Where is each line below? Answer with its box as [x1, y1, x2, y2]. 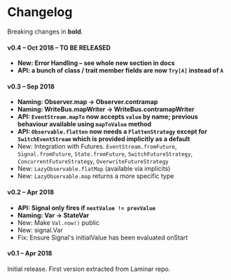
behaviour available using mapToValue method [17, 120, 152, 128]
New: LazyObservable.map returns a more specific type [17, 172, 174, 180]
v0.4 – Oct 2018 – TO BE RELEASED [7, 43, 111, 52]
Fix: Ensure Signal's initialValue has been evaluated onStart [17, 233, 188, 242]
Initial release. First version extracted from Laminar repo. [7, 265, 171, 273]
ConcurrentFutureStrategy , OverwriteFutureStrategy [17, 157, 169, 165]
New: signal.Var [17, 226, 63, 234]
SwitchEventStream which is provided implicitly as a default [17, 135, 190, 143]
